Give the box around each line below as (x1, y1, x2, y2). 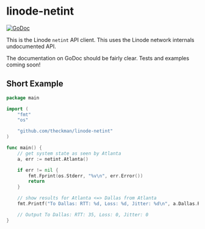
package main (6, 94, 40, 101)
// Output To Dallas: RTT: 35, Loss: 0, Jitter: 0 (17, 211, 149, 217)
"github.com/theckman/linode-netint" (17, 128, 113, 135)
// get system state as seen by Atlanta (17, 150, 121, 157)
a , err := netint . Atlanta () (17, 156, 88, 162)
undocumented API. (6, 43, 56, 50)
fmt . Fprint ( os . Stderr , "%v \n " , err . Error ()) (28, 172, 143, 179)
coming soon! (6, 61, 41, 68)
